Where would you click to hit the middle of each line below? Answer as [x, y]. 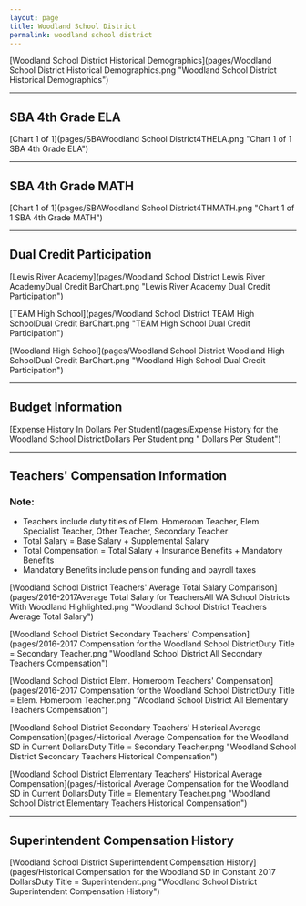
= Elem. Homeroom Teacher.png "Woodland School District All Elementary [149, 700]
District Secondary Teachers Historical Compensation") [114, 757]
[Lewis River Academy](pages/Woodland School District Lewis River [138, 276]
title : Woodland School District [73, 26]
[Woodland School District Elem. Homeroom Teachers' [112, 681]
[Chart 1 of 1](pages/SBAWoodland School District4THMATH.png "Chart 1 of [152, 208]
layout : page [34, 18]
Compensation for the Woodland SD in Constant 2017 [176, 872]
